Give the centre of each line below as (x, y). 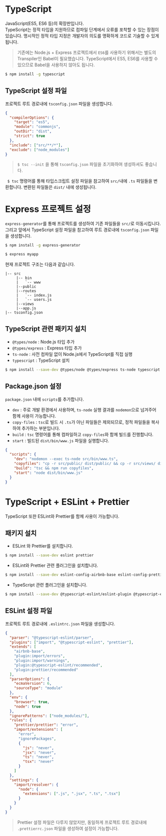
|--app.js (26, 308)
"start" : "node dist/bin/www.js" (48, 473)
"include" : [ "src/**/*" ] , (36, 145)
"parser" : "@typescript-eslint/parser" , (52, 638)
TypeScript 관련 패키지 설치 (46, 329)
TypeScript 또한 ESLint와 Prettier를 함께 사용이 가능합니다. (62, 516)
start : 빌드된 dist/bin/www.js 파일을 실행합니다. (61, 440)
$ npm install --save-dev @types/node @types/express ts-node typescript (83, 370)
